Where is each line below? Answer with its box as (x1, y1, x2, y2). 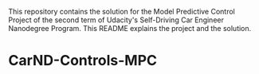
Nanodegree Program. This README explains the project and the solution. (8, 24, 252, 33)
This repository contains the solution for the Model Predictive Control (8, 7, 235, 16)
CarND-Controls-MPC (8, 52, 158, 70)
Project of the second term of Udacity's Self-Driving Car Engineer (8, 15, 225, 25)
